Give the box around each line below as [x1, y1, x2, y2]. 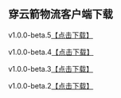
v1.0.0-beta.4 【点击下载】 [8, 47, 94, 57]
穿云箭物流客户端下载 [8, 7, 113, 22]
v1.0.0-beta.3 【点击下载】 [8, 64, 94, 73]
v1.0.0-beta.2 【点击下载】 [8, 80, 94, 90]
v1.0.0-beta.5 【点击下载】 [8, 30, 94, 40]
